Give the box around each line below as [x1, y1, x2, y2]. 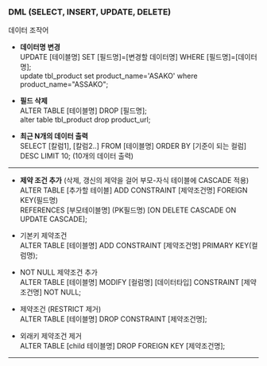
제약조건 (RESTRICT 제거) [19, 305, 102, 314]
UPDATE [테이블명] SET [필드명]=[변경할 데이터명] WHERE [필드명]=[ [19, 53, 238, 62]
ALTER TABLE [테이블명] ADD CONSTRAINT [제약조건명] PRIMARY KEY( [19, 241, 252, 251]
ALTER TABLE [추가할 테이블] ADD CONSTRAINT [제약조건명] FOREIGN [19, 185, 248, 195]
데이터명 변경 [19, 42, 61, 52]
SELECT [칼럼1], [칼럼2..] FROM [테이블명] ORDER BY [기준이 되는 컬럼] [19, 142, 247, 151]
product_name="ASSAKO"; [19, 80, 109, 89]
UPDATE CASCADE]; [19, 214, 87, 224]
